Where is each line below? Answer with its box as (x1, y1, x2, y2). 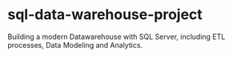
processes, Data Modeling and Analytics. (7, 40, 143, 49)
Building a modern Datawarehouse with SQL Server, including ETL (7, 32, 226, 41)
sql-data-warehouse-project (7, 6, 203, 24)
